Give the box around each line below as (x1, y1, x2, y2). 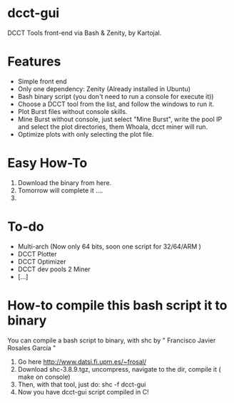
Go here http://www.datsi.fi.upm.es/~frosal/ (17, 357, 147, 366)
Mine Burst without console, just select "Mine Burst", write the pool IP (17, 115, 223, 123)
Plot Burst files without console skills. (17, 107, 128, 115)
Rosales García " (7, 343, 56, 352)
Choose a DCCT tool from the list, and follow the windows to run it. (17, 100, 215, 108)
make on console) (17, 372, 71, 381)
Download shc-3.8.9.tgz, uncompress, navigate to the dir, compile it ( (17, 365, 221, 373)
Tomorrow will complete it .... (17, 186, 103, 194)
